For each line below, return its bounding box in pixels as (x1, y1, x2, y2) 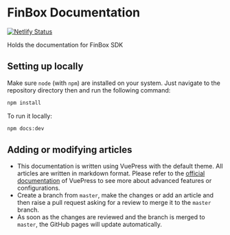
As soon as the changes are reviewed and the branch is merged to (16, 213, 205, 221)
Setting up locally (7, 60, 84, 73)
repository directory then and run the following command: (7, 86, 171, 94)
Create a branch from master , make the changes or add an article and (16, 191, 214, 199)
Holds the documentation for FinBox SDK (7, 40, 124, 49)
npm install (7, 99, 41, 106)
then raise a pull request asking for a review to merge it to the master (16, 199, 211, 207)
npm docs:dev (7, 125, 45, 132)
